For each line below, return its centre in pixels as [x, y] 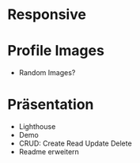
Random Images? [47, 73]
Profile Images [56, 51]
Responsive [47, 15]
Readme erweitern [49, 152]
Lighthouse [37, 127]
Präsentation [51, 105]
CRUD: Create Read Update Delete [75, 143]
